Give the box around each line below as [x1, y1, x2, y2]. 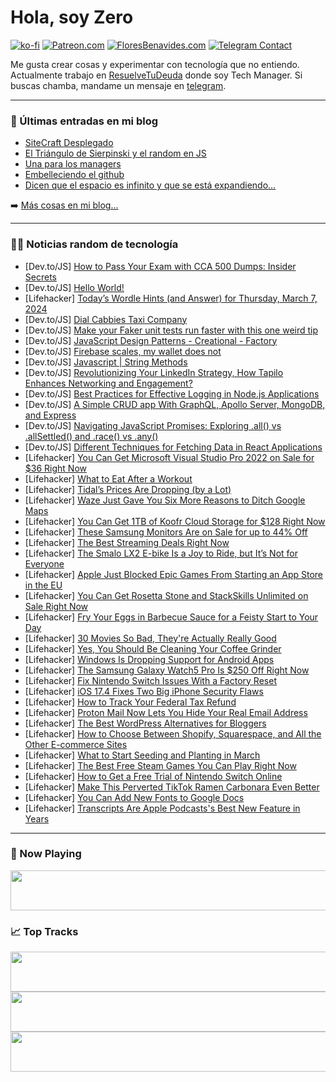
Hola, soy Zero [10, 6, 134, 29]
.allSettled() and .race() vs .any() [24, 430, 159, 442]
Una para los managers [24, 158, 122, 170]
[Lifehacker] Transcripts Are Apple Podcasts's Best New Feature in [24, 802, 301, 814]
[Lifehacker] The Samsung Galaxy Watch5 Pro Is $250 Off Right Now [24, 664, 310, 676]
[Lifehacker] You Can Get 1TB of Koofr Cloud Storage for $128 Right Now [24, 515, 326, 527]
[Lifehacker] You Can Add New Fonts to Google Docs [24, 791, 245, 803]
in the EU [24, 579, 63, 591]
